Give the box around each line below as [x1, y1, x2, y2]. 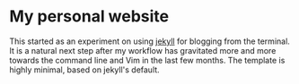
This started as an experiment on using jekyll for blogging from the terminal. [9, 36, 290, 46]
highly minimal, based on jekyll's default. [9, 64, 160, 75]
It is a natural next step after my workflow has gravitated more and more [9, 45, 277, 55]
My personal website [9, 6, 170, 27]
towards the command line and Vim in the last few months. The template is [9, 55, 286, 65]
